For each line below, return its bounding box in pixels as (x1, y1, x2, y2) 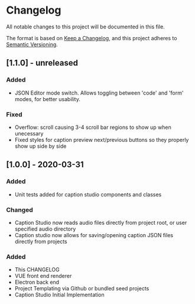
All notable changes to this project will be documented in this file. (6, 23, 165, 30)
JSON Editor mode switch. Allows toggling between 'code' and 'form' (14, 89, 184, 96)
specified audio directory (14, 225, 76, 232)
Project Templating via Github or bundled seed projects (14, 285, 149, 292)
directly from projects (14, 238, 68, 245)
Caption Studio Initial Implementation (14, 291, 105, 299)
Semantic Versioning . (6, 41, 58, 48)
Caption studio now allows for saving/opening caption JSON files (14, 231, 173, 238)
